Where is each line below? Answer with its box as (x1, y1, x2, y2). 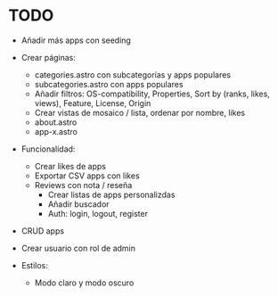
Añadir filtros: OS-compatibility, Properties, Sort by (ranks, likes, (34, 88, 271, 99)
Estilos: (20, 260, 48, 270)
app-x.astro (34, 126, 78, 136)
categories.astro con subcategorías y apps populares (34, 69, 231, 80)
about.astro (34, 117, 78, 128)
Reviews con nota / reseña (34, 179, 133, 190)
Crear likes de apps (34, 161, 106, 171)
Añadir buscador (47, 198, 110, 210)
